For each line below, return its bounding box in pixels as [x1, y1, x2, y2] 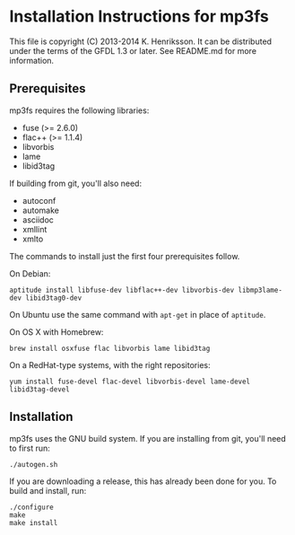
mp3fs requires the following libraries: [9, 105, 150, 116]
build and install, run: [9, 485, 87, 496]
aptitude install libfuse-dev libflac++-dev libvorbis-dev [9, 285, 235, 294]
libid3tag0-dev [25, 294, 82, 303]
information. [9, 55, 55, 66]
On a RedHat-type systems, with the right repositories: [9, 359, 211, 370]
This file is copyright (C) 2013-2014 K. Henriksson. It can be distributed [9, 36, 272, 47]
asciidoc [22, 214, 54, 225]
